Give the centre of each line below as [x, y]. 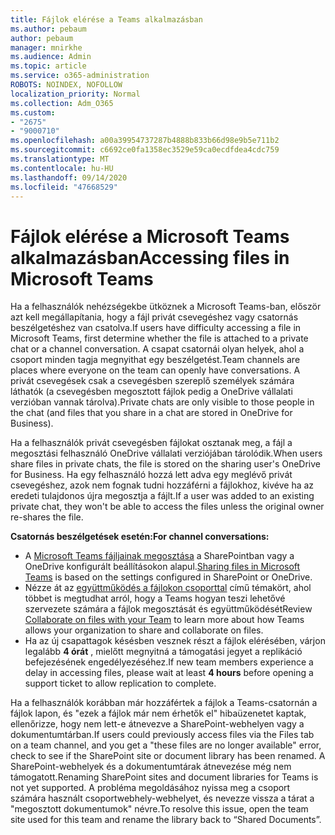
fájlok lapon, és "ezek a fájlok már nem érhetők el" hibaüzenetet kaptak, [158, 713]
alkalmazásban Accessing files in [150, 257]
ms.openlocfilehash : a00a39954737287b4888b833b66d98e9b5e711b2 [145, 141]
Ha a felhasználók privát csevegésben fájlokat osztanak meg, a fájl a [151, 443]
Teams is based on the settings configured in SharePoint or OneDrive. [168, 577]
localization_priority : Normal [75, 94]
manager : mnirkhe [46, 47]
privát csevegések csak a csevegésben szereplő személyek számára [152, 381]
